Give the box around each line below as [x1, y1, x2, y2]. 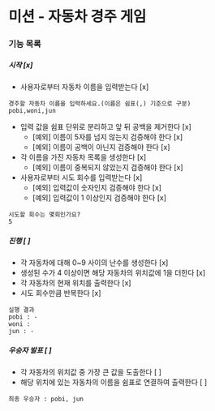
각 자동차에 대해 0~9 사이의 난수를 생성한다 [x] [19, 258, 169, 268]
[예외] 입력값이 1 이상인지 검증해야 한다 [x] [32, 193, 167, 203]
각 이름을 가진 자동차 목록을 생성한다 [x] [19, 152, 147, 162]
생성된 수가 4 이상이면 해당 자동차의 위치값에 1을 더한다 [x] [19, 268, 206, 278]
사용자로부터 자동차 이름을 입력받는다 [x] [19, 82, 149, 92]
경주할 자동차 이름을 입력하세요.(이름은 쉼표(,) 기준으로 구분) [8, 100, 191, 108]
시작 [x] [8, 60, 33, 70]
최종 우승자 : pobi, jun [8, 395, 84, 404]
